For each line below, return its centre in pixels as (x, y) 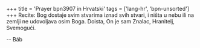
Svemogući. (21, 28)
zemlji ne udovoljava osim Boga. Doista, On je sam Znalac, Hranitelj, (91, 21)
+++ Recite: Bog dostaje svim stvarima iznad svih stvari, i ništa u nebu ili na (100, 15)
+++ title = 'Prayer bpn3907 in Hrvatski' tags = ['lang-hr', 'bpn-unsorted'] (98, 9)
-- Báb (15, 39)
